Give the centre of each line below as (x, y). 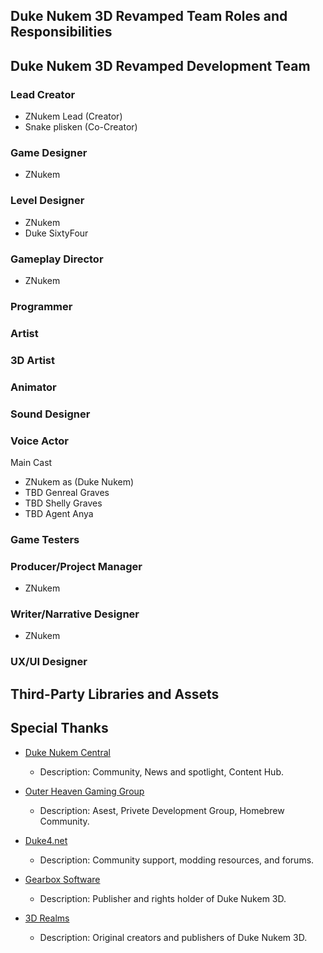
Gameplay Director (57, 259)
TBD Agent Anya (59, 513)
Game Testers (45, 539)
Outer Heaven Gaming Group (84, 791)
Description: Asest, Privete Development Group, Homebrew (162, 810)
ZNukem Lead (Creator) (73, 116)
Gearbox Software (62, 879)
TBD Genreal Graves (67, 492)
